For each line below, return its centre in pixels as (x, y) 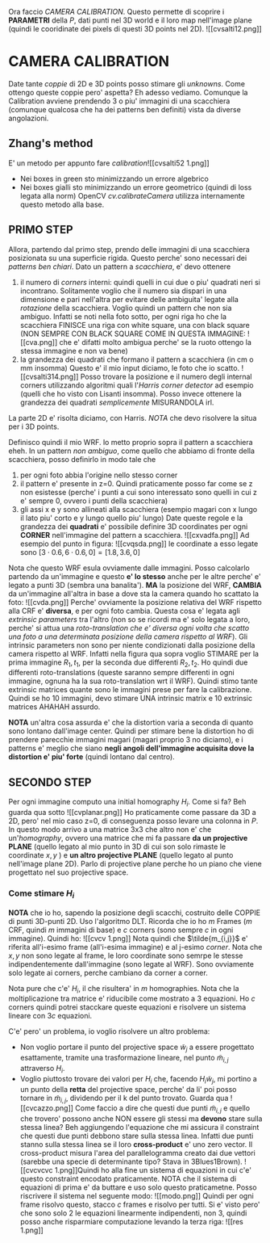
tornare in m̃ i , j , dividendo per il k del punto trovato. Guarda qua (124, 1099)
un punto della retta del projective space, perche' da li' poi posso (128, 1089)
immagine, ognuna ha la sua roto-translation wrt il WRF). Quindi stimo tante (133, 681)
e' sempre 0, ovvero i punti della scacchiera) (94, 501)
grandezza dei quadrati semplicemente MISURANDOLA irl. (117, 402)
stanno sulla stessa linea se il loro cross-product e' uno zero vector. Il (136, 1144)
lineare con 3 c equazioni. (50, 1016)
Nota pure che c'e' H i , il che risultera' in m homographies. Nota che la (124, 989)
